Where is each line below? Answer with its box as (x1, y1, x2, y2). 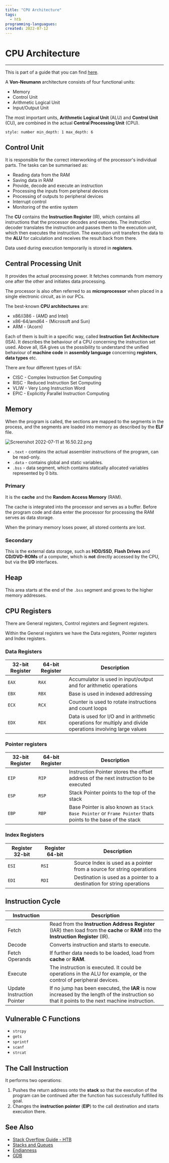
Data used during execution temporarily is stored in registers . (5, 245, 133, 251)
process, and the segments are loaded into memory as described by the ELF (5, 424, 164, 430)
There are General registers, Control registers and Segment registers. (5, 620, 149, 626)
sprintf (12, 1040, 29, 1045)
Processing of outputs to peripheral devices (12, 193, 104, 199)
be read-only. (12, 454, 41, 460)
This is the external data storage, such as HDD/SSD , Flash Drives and (5, 548, 150, 554)
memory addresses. (5, 592, 47, 598)
